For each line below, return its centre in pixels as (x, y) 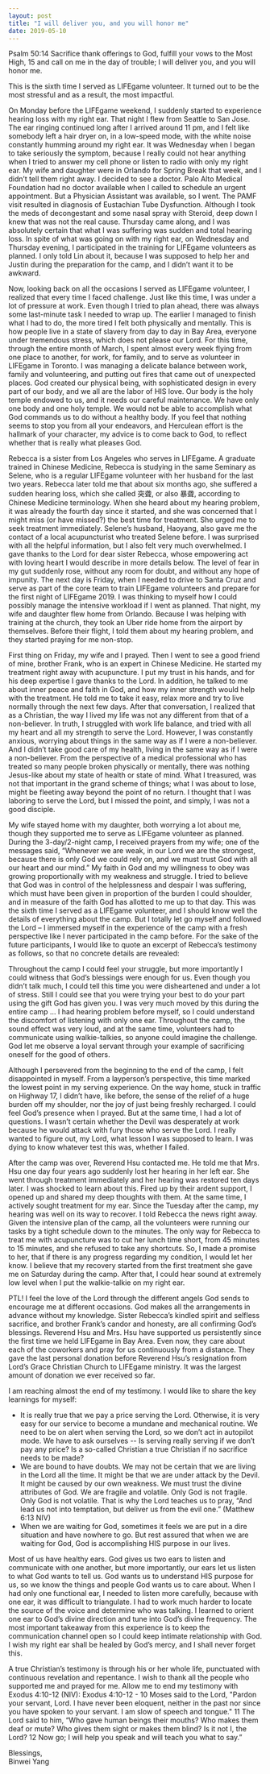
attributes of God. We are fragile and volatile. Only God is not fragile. (134, 1492)
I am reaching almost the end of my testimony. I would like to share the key (132, 1391)
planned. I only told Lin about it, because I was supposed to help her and (129, 256)
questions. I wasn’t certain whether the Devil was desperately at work (124, 1121)
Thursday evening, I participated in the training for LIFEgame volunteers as (132, 247)
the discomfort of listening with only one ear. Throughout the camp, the (127, 1021)
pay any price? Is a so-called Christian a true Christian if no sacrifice (134, 1449)
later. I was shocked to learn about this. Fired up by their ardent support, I (130, 1188)
